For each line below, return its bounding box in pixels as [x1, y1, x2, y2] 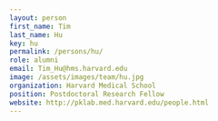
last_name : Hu [9, 30, 64, 39]
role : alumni [9, 55, 59, 65]
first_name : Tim [9, 22, 71, 31]
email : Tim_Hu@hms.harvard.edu [9, 65, 128, 74]
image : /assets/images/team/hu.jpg [9, 73, 144, 82]
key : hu [9, 38, 39, 48]
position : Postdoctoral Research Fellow [9, 89, 165, 98]
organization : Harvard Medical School [9, 81, 156, 90]
